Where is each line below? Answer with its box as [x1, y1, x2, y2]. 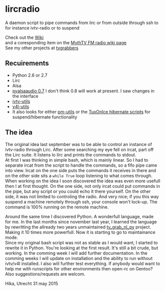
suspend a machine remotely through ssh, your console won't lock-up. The [5, 199, 158, 204]
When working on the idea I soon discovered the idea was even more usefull [5, 178, 161, 184]
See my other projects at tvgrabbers [5, 45, 79, 51]
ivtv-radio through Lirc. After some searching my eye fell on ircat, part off [5, 146, 154, 152]
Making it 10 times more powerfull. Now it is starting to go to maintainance [5, 229, 156, 235]
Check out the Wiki [5, 34, 44, 40]
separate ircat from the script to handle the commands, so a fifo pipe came [5, 162, 158, 168]
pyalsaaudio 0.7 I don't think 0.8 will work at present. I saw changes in [12, 87, 155, 94]
